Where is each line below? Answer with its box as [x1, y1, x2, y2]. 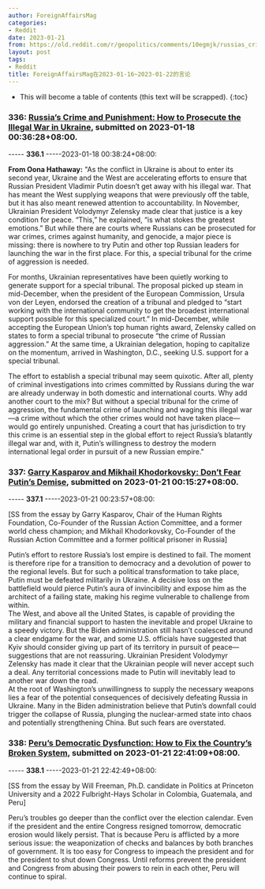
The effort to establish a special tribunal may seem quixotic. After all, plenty [8, 371, 254, 381]
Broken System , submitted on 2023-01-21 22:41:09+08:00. [8, 748, 241, 759]
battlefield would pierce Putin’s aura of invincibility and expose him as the [8, 583, 247, 593]
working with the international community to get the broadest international [8, 306, 250, 315]
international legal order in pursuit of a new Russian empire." [8, 447, 205, 456]
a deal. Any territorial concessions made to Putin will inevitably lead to [8, 668, 236, 677]
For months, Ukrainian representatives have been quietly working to [8, 272, 229, 281]
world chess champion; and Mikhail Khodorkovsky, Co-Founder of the [8, 527, 236, 536]
